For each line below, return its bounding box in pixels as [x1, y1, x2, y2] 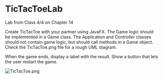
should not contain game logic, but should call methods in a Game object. [5, 39, 153, 45]
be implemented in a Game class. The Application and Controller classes [5, 34, 152, 40]
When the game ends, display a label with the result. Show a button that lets [5, 53, 158, 59]
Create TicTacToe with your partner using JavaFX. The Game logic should [5, 29, 154, 34]
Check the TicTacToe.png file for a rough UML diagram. [5, 44, 117, 50]
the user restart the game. [5, 59, 58, 64]
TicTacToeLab [5, 3, 63, 15]
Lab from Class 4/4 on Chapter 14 [5, 19, 73, 25]
